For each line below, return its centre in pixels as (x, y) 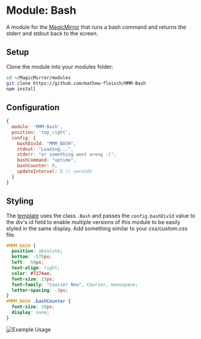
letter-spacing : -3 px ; (40, 290)
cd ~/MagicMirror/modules (38, 78)
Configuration (33, 108)
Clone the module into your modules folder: (60, 66)
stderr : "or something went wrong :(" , (67, 155)
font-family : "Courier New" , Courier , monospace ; (75, 284)
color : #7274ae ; (32, 273)
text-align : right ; (36, 268)
